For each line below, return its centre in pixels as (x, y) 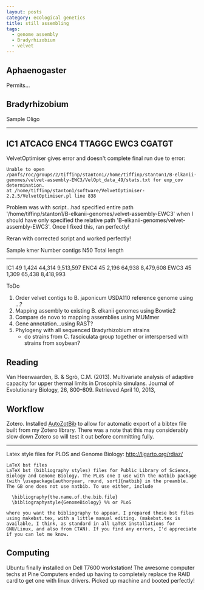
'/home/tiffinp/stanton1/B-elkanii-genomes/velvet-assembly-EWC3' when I (100, 214)
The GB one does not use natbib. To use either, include (80, 486)
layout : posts (24, 12)
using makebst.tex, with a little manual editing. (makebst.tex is (93, 518)
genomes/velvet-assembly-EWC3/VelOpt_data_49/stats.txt (78, 180)
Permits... (18, 85)
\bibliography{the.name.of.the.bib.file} (65, 497)
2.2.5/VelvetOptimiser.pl (39, 196)
